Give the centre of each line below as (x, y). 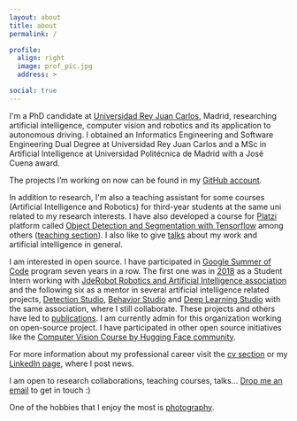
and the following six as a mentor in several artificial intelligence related (139, 290)
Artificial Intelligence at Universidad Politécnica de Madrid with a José (137, 153)
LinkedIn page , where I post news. (72, 363)
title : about (33, 26)
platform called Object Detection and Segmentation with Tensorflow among (147, 225)
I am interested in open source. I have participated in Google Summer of (140, 261)
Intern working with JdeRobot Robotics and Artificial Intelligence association (148, 280)
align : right (41, 58)
